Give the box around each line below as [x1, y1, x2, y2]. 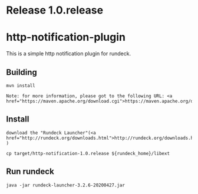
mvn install [6, 83, 35, 88]
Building [6, 67, 37, 77]
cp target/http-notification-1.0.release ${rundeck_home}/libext [6, 150, 170, 156]
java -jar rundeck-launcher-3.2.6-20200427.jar [6, 182, 126, 188]
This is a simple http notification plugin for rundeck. [6, 50, 131, 57]
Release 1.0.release [6, 4, 104, 17]
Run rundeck [6, 166, 54, 177]
